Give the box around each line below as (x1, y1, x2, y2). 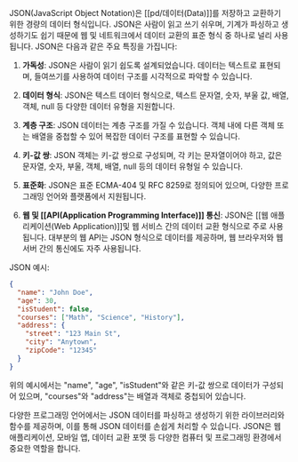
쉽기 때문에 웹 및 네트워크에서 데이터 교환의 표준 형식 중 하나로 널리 (39, 30, 273, 40)
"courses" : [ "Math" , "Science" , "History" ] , (17, 313, 185, 322)
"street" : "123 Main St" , (25, 330, 122, 339)
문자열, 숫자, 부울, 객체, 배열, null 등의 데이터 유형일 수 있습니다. (21, 161, 243, 171)
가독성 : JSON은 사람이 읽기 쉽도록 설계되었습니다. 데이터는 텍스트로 (21, 60, 258, 70)
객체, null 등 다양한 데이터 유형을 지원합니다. (21, 101, 175, 111)
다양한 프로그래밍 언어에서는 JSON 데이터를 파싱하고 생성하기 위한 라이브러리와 (9, 410, 285, 420)
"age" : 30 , (17, 296, 58, 305)
